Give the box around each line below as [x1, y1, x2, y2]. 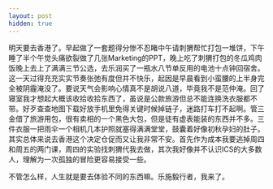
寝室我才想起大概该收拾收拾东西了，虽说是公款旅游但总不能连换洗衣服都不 [8, 93, 258, 103]
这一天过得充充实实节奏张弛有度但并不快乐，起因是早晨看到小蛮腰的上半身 [8, 73, 258, 83]
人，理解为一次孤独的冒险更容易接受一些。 [8, 154, 151, 164]
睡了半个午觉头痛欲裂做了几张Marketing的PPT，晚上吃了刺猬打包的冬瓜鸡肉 [8, 53, 262, 62]
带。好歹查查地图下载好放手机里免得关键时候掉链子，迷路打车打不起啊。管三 [8, 103, 265, 114]
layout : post [8, 11, 53, 20]
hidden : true [8, 19, 53, 28]
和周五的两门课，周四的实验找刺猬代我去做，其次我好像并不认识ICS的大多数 [8, 144, 262, 154]
